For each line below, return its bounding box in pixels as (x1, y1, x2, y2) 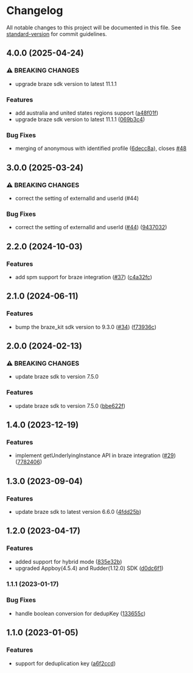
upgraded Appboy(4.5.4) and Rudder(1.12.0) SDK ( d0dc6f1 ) (15, 564, 164, 572)
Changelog (6, 4, 63, 18)
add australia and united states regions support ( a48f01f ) (15, 109, 159, 116)
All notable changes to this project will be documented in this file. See (6, 24, 181, 31)
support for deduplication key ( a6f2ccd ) (15, 660, 116, 667)
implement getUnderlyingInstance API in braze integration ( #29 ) (15, 452, 177, 459)
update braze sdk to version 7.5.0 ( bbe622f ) (15, 402, 126, 409)
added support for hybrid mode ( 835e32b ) (15, 558, 122, 565)
